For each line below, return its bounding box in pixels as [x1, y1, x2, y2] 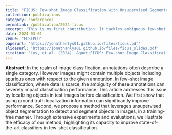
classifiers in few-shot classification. [21, 124, 98, 131]
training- [146, 108, 165, 114]
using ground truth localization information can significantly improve [5, 97, 149, 103]
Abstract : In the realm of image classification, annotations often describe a [5, 65, 164, 71]
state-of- [139, 119, 158, 125]
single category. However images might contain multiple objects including [5, 70, 161, 76]
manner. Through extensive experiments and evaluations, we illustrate [15, 113, 163, 120]
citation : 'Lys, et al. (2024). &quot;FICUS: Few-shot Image [5, 50, 139, 55]
